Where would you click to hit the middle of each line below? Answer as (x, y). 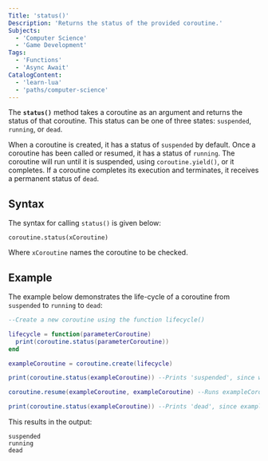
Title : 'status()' (39, 16)
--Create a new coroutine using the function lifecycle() (106, 320)
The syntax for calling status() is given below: (85, 223)
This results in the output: (50, 422)
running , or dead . (35, 129)
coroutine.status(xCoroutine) (59, 238)
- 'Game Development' (51, 45)
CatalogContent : (35, 75)
